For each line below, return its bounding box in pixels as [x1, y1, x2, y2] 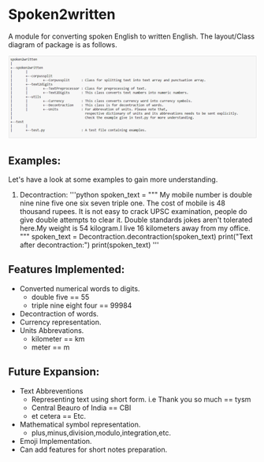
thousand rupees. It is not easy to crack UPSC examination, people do [19, 207, 247, 216]
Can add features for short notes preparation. [19, 445, 168, 454]
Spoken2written [8, 6, 116, 24]
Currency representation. [19, 317, 102, 327]
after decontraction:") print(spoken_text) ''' [19, 240, 159, 249]
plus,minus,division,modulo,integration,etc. [31, 427, 172, 438]
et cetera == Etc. [31, 411, 87, 420]
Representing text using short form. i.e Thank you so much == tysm [31, 394, 251, 404]
